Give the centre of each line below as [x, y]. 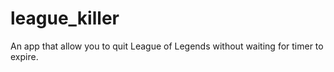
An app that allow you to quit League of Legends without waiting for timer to [167, 46]
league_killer [65, 18]
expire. [24, 56]
